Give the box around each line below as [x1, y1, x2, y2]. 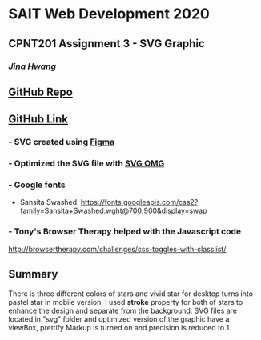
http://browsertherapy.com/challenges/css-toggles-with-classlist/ [8, 244, 227, 254]
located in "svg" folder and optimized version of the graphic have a [8, 314, 230, 324]
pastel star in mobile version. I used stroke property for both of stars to [8, 297, 243, 306]
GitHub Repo [8, 85, 74, 98]
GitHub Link [8, 113, 68, 126]
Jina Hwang [8, 61, 57, 72]
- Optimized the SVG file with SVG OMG [8, 158, 165, 169]
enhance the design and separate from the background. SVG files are [8, 306, 238, 315]
